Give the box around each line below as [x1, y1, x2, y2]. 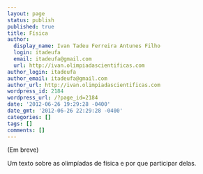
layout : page [7, 10, 45, 17]
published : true [7, 23, 54, 30]
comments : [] [7, 127, 45, 134]
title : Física [7, 29, 49, 37]
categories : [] [7, 113, 52, 120]
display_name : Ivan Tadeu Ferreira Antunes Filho [13, 42, 160, 49]
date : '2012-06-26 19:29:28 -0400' [7, 101, 111, 108]
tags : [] [7, 120, 33, 127]
